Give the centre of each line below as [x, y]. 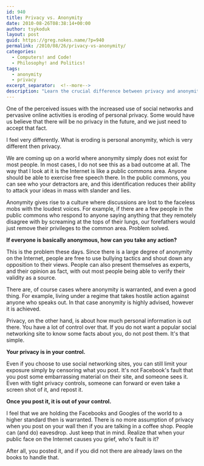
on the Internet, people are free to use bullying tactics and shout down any [100, 258]
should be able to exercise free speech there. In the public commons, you [98, 177]
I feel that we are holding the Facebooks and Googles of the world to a [94, 413]
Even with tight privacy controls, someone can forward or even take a [93, 383]
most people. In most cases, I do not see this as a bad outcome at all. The [98, 164]
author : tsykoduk [28, 29]
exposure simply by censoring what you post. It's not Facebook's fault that [100, 370]
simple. [15, 340]
